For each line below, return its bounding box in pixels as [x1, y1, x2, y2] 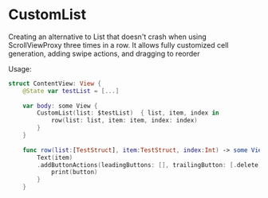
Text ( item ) [37, 153, 73, 161]
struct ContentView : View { [8, 80, 102, 87]
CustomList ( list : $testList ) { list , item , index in [37, 109, 219, 117]
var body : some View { [22, 102, 98, 110]
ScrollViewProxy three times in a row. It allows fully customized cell [8, 40, 229, 49]
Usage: [8, 64, 32, 73]
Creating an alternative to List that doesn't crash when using [8, 32, 207, 41]
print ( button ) [50, 169, 98, 177]
